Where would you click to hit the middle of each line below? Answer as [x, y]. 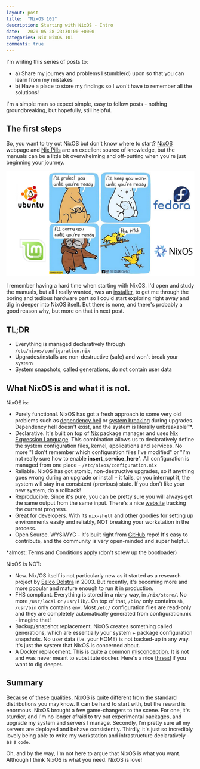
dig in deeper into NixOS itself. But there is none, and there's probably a [95, 305]
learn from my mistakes [44, 80]
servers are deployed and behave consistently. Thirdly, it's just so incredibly [99, 729]
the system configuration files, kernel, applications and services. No [99, 446]
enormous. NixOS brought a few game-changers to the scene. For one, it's [98, 710]
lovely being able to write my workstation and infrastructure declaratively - [98, 735]
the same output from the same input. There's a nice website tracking [100, 503]
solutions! [27, 92]
